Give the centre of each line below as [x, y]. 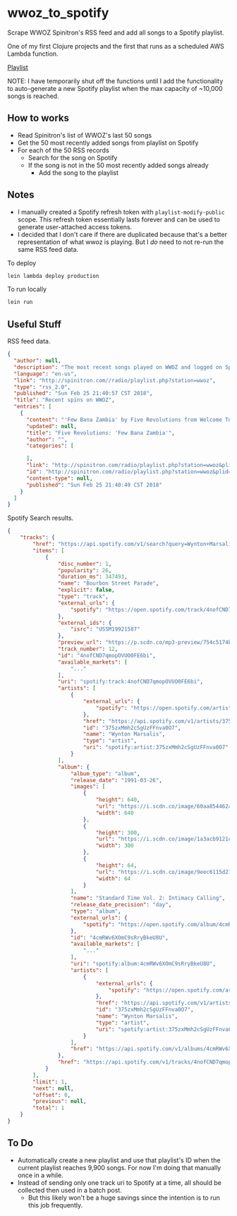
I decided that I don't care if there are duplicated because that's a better [122, 234]
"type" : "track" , [83, 597]
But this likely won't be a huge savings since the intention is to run [124, 1198]
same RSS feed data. [48, 249]
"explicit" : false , [86, 590]
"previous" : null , [60, 1102]
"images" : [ [88, 787]
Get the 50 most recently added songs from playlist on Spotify [108, 142]
